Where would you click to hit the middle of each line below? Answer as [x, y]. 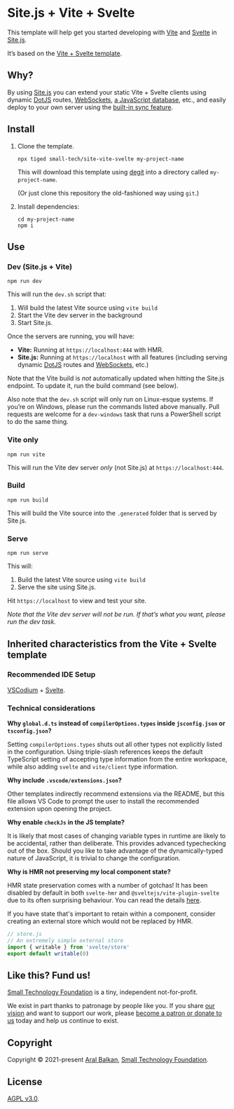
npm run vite [26, 454]
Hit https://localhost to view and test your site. [77, 601]
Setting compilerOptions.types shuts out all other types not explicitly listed [115, 745]
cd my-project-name [46, 219]
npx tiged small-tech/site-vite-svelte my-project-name [101, 159]
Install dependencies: [48, 206]
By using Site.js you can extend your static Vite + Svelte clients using [107, 92]
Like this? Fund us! [49, 976]
